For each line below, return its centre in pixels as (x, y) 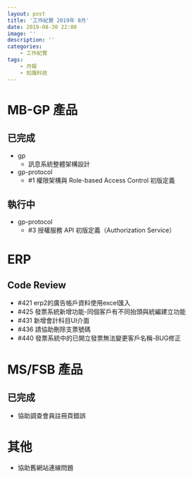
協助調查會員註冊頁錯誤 (51, 416)
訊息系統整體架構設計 (59, 164)
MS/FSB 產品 (45, 369)
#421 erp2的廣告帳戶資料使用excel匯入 (74, 303)
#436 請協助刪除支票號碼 (54, 329)
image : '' (22, 33)
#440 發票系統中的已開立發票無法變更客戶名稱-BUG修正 (99, 338)
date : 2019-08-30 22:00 (42, 27)
